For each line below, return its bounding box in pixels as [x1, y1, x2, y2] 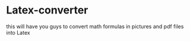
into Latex [6, 29, 31, 36]
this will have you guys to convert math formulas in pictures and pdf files [6, 23, 184, 30]
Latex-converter [6, 4, 88, 17]
